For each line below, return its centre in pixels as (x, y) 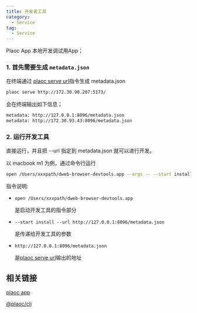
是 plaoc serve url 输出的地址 (48, 258)
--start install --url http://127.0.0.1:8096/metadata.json (89, 222)
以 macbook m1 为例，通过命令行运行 (51, 163)
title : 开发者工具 (26, 11)
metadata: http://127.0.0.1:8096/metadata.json (65, 115)
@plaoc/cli (19, 304)
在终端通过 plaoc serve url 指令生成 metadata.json (66, 81)
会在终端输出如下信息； (34, 104)
